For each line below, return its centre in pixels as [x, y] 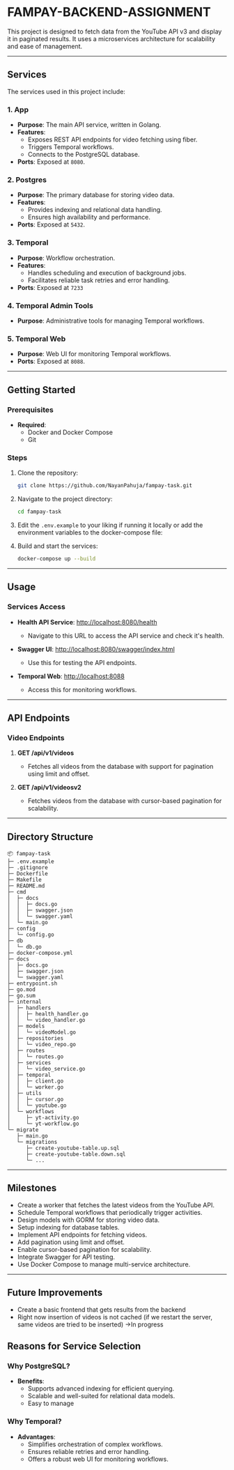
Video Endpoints [36, 737]
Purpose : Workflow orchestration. [66, 258]
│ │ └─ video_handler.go [46, 1020]
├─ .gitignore [28, 868]
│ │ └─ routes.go [36, 1057]
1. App [18, 109]
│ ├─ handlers [29, 1008]
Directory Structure [50, 837]
